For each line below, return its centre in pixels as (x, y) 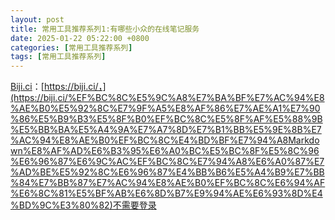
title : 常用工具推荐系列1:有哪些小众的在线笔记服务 (105, 29)
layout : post (37, 19)
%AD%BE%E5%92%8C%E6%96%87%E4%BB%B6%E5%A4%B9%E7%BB (167, 172)
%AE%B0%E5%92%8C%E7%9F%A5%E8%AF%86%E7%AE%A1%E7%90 (165, 108)
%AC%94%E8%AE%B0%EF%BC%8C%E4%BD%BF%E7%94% (143, 140)
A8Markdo (298, 140)
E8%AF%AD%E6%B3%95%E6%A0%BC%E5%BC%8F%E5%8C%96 (175, 151)
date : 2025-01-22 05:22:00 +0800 (80, 38)
